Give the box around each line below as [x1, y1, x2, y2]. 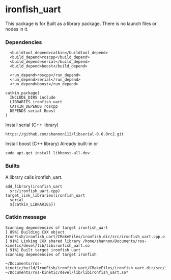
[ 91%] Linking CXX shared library [5, 239, 81, 244]
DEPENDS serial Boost [10, 108, 56, 113]
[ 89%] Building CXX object [5, 229, 65, 235]
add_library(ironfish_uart [5, 184, 63, 189]
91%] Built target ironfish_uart [10, 247, 81, 252]
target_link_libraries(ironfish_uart [5, 193, 85, 198]
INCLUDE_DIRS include [10, 95, 56, 100]
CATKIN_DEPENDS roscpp [10, 104, 58, 109]
